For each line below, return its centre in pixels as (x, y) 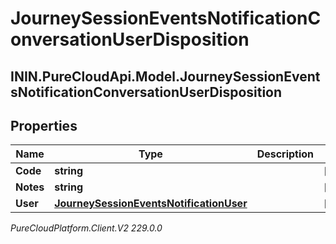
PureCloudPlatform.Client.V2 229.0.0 (86, 228)
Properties (44, 125)
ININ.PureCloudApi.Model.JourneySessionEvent (165, 76)
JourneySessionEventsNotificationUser (151, 204)
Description (285, 154)
